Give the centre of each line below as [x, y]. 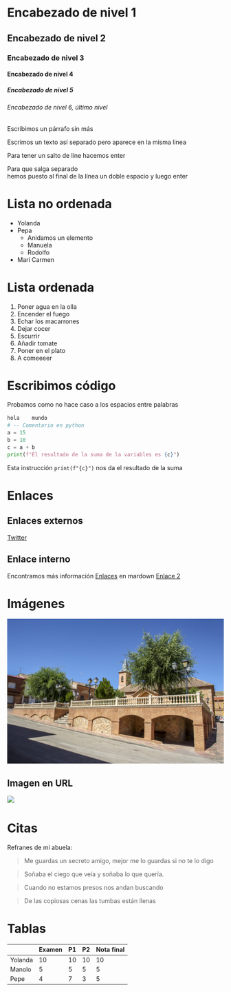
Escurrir [28, 336]
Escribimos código [62, 386]
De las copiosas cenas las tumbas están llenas [90, 900]
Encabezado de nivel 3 [46, 58]
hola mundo [27, 418]
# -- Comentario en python [46, 425]
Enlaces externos [45, 521]
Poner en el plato [41, 350]
